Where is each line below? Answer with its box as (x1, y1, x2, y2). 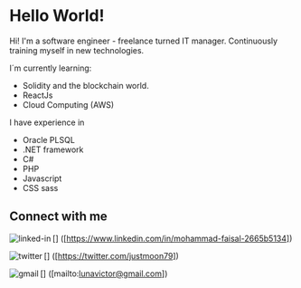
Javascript (22, 173, 62, 184)
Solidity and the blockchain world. (22, 80, 149, 91)
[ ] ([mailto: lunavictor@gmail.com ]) (40, 268, 168, 279)
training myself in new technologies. (9, 44, 145, 55)
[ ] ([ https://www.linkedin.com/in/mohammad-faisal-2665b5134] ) (52, 233, 293, 244)
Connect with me (9, 209, 108, 225)
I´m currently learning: (9, 62, 92, 73)
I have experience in (9, 117, 85, 128)
